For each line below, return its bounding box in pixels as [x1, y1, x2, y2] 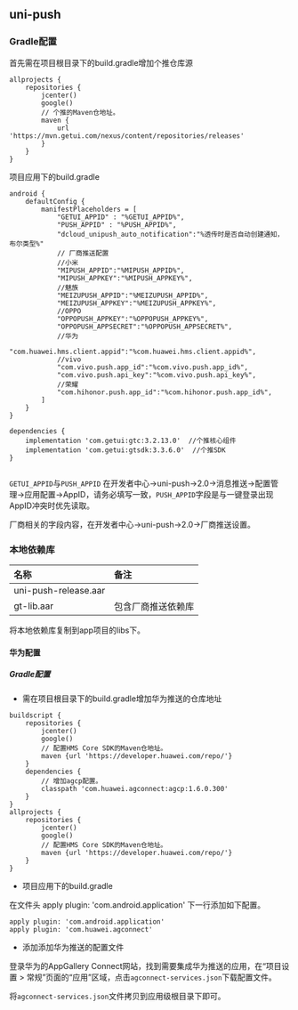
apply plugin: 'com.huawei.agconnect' [9, 925, 153, 933]
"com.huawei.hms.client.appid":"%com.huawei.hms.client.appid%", [9, 347, 256, 356]
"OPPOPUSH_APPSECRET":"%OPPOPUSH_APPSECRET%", [56, 322, 233, 331]
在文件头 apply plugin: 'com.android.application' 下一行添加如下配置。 [9, 899, 266, 910]
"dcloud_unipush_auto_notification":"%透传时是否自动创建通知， [56, 230, 285, 238]
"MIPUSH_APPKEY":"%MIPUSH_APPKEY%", [56, 273, 193, 283]
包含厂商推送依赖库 [114, 600, 195, 612]
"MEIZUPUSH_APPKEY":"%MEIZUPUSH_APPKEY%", [56, 298, 217, 308]
